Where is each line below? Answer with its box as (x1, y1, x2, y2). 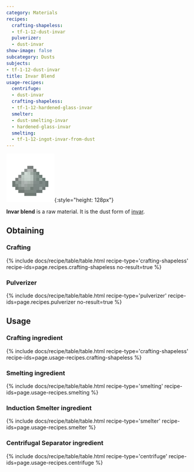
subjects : (6, 60, 31, 66)
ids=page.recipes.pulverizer (6, 298, 76, 306)
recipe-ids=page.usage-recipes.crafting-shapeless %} (6, 354, 142, 361)
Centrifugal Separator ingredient (6, 439, 104, 447)
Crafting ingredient (6, 334, 63, 342)
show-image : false (6, 48, 52, 54)
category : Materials (6, 10, 58, 16)
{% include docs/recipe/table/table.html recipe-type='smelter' (6, 417, 161, 425)
